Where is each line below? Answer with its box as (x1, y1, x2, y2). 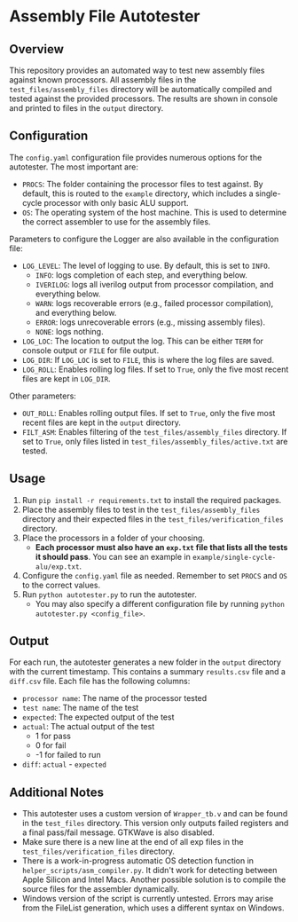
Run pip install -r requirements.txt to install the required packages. (21, 494, 282, 505)
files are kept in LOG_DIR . (21, 373, 111, 383)
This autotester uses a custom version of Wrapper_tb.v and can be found (21, 808, 288, 819)
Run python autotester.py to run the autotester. (21, 588, 197, 600)
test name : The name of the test (21, 703, 139, 713)
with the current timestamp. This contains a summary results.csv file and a (9, 666, 286, 677)
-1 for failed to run (35, 750, 101, 760)
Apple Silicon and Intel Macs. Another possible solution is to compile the (21, 874, 286, 885)
